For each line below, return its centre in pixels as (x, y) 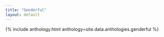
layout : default (22, 15)
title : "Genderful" (26, 10)
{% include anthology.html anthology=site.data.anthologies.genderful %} (82, 29)
